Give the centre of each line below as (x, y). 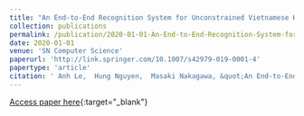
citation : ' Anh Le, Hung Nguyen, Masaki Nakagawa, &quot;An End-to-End (153, 76)
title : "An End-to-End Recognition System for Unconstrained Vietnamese (149, 18)
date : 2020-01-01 (42, 43)
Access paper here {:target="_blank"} (79, 102)
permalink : (30, 34)
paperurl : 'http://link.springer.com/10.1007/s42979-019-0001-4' (135, 59)
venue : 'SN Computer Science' (66, 51)
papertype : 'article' (50, 68)
